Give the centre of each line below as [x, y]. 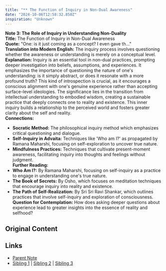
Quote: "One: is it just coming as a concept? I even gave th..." [68, 44]
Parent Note [25, 257]
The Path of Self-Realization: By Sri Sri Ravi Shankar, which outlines [83, 192]
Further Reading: [30, 165]
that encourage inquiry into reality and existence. [63, 186]
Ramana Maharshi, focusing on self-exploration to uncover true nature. [85, 144]
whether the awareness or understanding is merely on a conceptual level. [81, 54]
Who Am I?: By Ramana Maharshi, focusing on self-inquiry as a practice [86, 170]
